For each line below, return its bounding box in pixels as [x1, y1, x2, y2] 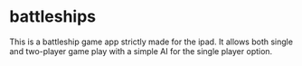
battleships [9, 6, 97, 27]
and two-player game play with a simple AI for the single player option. [9, 45, 273, 56]
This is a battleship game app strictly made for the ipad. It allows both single [9, 36, 294, 47]
